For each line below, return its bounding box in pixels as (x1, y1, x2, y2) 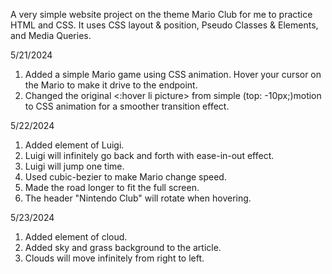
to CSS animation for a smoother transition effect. (24, 100, 230, 112)
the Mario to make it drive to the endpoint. (24, 79, 198, 91)
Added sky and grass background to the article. (24, 242, 222, 253)
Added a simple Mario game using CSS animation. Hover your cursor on (24, 69, 322, 80)
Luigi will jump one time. (24, 160, 125, 172)
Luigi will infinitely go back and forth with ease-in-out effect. (24, 150, 275, 161)
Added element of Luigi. (24, 139, 125, 151)
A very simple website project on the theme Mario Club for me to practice (10, 9, 313, 20)
